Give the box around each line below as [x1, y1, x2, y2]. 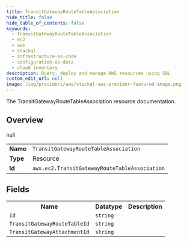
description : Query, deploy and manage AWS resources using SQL [6, 70, 171, 76]
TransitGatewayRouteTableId [9, 220, 90, 227]
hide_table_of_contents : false [6, 20, 85, 26]
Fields [6, 184, 30, 195]
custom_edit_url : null [6, 76, 63, 82]
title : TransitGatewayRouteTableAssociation [6, 8, 120, 15]
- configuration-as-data [11, 59, 74, 65]
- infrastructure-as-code [11, 53, 77, 59]
